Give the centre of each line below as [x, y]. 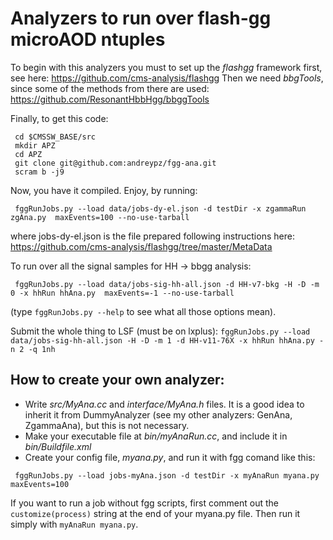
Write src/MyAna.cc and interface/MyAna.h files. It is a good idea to [164, 404]
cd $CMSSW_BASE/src [55, 137]
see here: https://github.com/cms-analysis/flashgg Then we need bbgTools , [167, 78]
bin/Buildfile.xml [58, 446]
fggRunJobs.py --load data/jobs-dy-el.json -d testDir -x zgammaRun [160, 208]
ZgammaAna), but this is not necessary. [107, 425]
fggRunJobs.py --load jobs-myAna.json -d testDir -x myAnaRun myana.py [167, 475]
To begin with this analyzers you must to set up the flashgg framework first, [166, 67]
